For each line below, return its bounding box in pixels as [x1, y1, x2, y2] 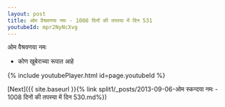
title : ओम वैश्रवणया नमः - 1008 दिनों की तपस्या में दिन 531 [7, 17, 153, 24]
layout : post [7, 10, 46, 18]
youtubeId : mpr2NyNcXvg [7, 23, 78, 30]
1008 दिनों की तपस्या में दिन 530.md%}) [7, 93, 108, 101]
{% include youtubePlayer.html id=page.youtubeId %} [7, 72, 166, 80]
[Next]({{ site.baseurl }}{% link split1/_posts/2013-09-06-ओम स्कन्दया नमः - [7, 85, 219, 94]
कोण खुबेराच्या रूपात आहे [17, 57, 74, 66]
